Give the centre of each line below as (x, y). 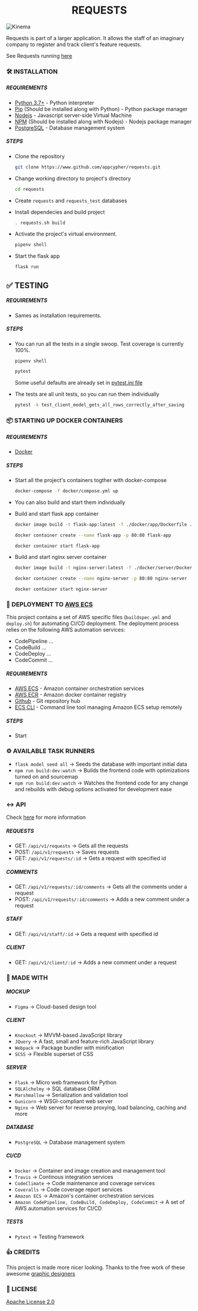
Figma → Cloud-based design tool (55, 1006)
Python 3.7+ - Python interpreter (54, 103)
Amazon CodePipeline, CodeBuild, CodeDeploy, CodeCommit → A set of (100, 1202)
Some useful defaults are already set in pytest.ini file (79, 383)
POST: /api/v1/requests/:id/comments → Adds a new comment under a (102, 899)
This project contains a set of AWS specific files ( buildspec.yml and (89, 617)
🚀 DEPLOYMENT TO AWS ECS (50, 604)
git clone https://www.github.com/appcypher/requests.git (87, 167)
